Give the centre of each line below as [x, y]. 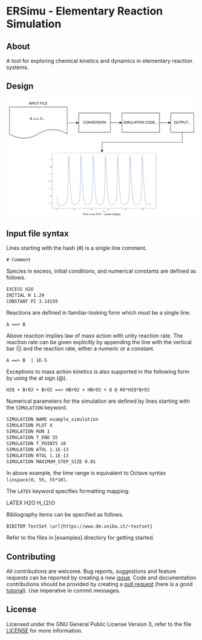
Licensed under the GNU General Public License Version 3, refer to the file [99, 624]
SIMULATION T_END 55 [32, 438]
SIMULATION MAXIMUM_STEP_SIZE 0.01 [51, 462]
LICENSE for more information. [44, 630]
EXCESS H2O [20, 289]
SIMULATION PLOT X [29, 426]
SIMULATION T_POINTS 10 [36, 444]
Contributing [31, 557]
